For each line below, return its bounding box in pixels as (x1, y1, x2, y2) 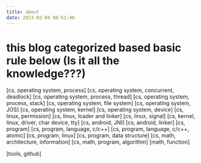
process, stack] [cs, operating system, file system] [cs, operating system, (6, 100, 191, 107)
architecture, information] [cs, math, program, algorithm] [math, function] (6, 138, 190, 146)
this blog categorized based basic (6, 41, 182, 55)
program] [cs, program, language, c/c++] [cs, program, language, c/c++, (6, 125, 189, 133)
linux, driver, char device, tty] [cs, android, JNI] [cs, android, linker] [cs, (6, 119, 186, 127)
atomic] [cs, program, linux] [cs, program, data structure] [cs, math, (6, 132, 176, 139)
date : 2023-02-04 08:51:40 (6, 15, 75, 21)
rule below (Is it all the (6, 54, 120, 68)
